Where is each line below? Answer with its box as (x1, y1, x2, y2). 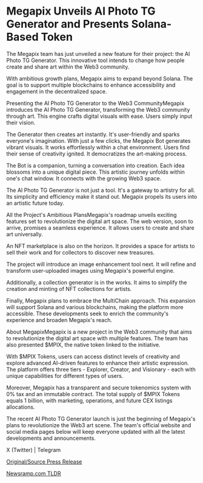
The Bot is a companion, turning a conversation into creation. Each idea (6, 162, 185, 169)
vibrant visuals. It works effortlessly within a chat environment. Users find (6, 143, 190, 151)
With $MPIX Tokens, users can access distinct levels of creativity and (6, 352, 180, 360)
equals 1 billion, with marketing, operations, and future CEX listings (6, 397, 173, 404)
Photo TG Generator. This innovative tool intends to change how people (6, 57, 185, 64)
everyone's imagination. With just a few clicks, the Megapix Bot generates (6, 137, 191, 144)
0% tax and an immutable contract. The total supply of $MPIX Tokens (6, 390, 181, 397)
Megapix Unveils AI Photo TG (6, 4, 156, 18)
